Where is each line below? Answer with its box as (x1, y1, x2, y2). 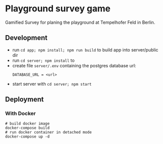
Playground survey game (5, 3, 110, 14)
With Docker (5, 110, 36, 117)
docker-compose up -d (5, 134, 50, 139)
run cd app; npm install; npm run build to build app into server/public (12, 47, 159, 52)
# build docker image (5, 121, 50, 126)
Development (5, 34, 48, 42)
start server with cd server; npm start (12, 81, 92, 87)
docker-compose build (5, 126, 50, 131)
